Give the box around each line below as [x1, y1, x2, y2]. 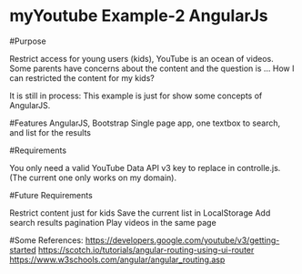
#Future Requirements [9, 189, 93, 200]
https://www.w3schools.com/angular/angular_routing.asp [9, 254, 226, 265]
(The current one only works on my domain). [9, 172, 177, 183]
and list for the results [9, 127, 91, 137]
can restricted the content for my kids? [9, 72, 155, 83]
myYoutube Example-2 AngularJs [9, 5, 268, 26]
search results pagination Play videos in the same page [9, 217, 216, 228]
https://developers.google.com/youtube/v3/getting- [85, 234, 280, 246]
